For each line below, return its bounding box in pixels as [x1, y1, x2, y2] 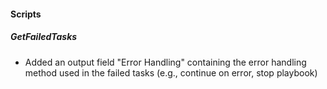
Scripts [10, 8, 42, 20]
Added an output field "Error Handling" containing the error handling [24, 56, 307, 68]
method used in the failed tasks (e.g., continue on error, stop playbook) [24, 66, 318, 79]
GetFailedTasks [10, 31, 78, 43]
